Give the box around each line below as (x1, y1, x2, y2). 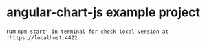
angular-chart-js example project (6, 5, 201, 20)
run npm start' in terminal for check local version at (6, 27, 169, 35)
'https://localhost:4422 (6, 34, 78, 41)
